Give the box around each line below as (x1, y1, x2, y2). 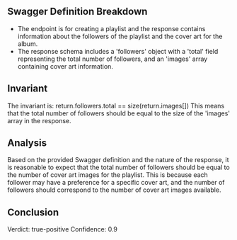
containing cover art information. (17, 62, 113, 70)
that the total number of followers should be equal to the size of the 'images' (7, 109, 230, 118)
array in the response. (7, 116, 72, 125)
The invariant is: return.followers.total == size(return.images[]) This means (7, 101, 225, 110)
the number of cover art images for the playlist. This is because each (7, 171, 209, 179)
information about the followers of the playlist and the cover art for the (17, 32, 223, 40)
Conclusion (7, 206, 59, 218)
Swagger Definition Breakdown (7, 6, 148, 18)
